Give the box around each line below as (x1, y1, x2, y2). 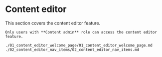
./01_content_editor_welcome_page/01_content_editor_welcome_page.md (5, 42, 153, 48)
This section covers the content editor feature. (5, 20, 101, 26)
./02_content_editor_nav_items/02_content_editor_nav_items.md (5, 47, 140, 52)
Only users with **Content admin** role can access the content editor (5, 29, 157, 34)
